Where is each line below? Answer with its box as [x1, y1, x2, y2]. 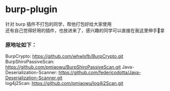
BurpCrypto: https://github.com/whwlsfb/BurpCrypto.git [5, 53, 124, 59]
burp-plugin [5, 4, 58, 15]
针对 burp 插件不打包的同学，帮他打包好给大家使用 [5, 21, 112, 27]
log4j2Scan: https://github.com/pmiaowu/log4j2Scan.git [5, 80, 124, 86]
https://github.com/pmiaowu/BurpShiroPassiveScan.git [5, 64, 121, 70]
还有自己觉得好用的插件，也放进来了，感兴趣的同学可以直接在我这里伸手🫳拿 [5, 27, 165, 34]
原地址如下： [5, 41, 37, 48]
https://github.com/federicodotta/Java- [58, 70, 141, 76]
